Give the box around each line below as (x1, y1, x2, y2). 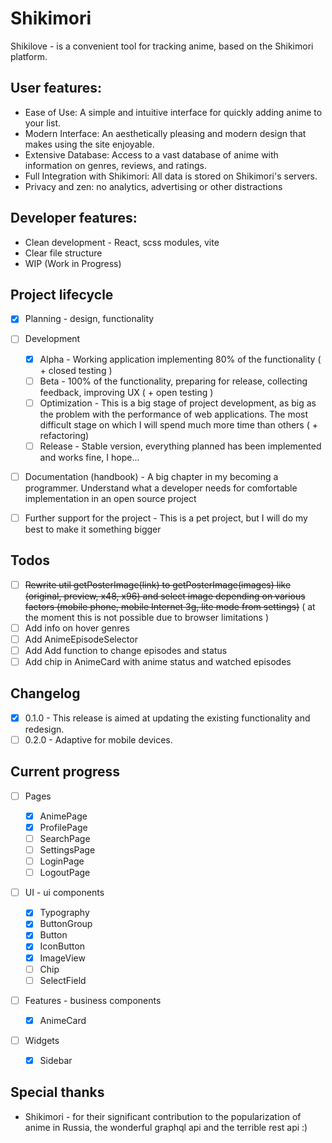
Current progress (10, 763, 121, 781)
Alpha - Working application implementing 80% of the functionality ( (39, 353, 322, 365)
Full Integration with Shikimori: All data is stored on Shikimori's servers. (24, 170, 318, 182)
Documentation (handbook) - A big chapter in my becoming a (24, 470, 279, 482)
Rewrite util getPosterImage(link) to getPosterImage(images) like (24, 578, 292, 591)
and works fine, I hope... (39, 451, 140, 463)
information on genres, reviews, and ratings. (24, 159, 207, 171)
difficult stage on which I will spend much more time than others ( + (39, 418, 318, 431)
